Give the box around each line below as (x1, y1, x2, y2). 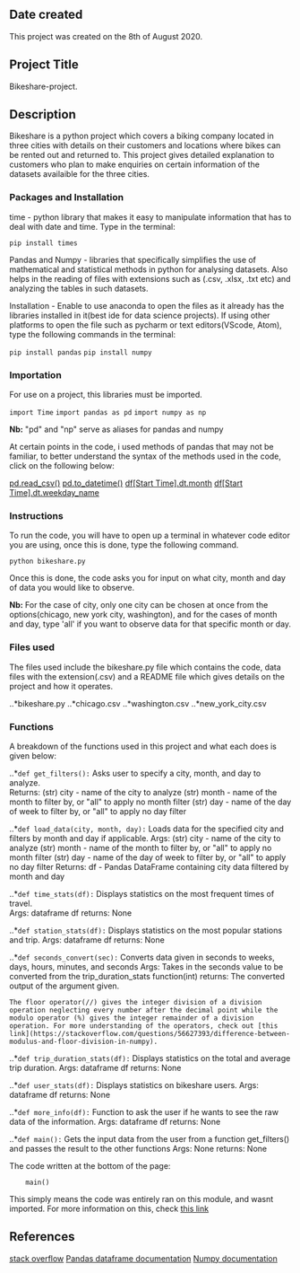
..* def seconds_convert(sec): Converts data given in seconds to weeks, (9, 952, 275, 962)
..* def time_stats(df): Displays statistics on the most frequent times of (9, 888, 275, 899)
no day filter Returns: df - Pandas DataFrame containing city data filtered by (9, 861, 289, 872)
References (9, 1229, 75, 1244)
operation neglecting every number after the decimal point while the (9, 1005, 279, 1014)
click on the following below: (9, 461, 115, 471)
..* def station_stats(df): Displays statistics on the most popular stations (9, 925, 283, 935)
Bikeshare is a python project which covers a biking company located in (9, 130, 275, 142)
